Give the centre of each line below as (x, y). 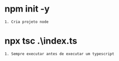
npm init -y (27, 9)
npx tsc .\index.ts (41, 41)
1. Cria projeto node (27, 22)
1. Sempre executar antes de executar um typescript (59, 54)
